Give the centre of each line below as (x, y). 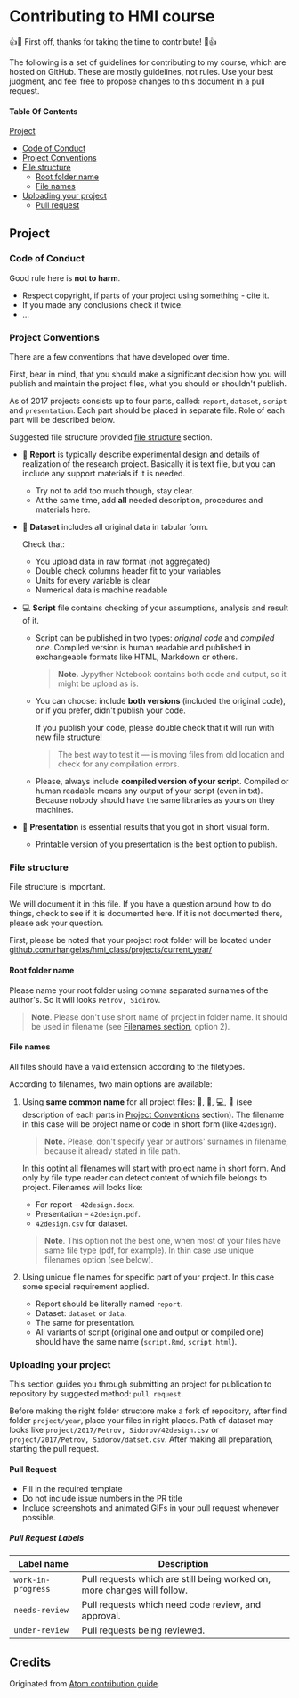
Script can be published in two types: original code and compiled (155, 638)
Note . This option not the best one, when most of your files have (163, 1240)
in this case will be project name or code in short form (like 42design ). (149, 1124)
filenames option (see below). (99, 1259)
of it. (31, 621)
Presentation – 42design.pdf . (88, 1213)
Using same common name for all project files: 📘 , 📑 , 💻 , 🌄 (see (137, 1102)
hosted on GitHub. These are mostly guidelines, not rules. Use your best (141, 71)
